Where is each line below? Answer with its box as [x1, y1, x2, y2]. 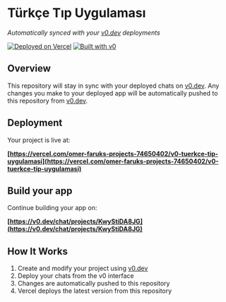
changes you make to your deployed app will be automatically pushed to [7, 88, 218, 97]
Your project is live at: [7, 136, 71, 144]
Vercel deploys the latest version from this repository [17, 286, 172, 295]
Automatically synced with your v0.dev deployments [7, 28, 160, 37]
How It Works [7, 245, 69, 257]
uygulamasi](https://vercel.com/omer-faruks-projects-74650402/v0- [7, 157, 219, 165]
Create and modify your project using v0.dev [17, 264, 148, 273]
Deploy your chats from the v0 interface [17, 272, 134, 280]
